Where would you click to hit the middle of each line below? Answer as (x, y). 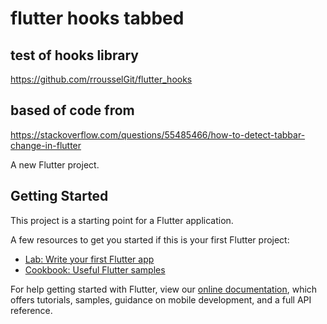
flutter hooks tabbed (97, 18)
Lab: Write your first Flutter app (89, 259)
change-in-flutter (46, 145)
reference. (31, 310)
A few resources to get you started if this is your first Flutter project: (150, 239)
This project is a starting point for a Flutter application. (122, 220)
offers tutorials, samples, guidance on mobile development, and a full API (161, 299)
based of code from (72, 110)
